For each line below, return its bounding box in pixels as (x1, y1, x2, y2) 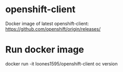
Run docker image (5, 44, 85, 56)
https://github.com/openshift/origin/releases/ (5, 26, 101, 32)
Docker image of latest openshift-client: (5, 20, 89, 27)
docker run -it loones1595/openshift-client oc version (5, 60, 118, 67)
